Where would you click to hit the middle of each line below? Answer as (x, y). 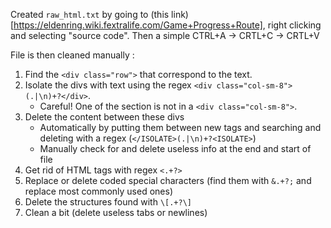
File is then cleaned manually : (72, 55)
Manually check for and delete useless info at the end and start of (175, 148)
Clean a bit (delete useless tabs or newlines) (116, 212)
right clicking (294, 25)
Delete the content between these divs (104, 117)
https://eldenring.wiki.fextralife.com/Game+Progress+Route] (138, 25)
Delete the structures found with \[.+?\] (108, 202)
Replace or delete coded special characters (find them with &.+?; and (168, 180)
